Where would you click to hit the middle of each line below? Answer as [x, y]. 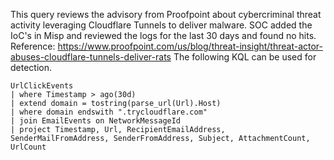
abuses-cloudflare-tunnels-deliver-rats [91, 57]
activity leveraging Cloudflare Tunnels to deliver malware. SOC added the [161, 25]
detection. [31, 67]
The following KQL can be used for [245, 57]
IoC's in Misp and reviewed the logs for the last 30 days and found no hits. [163, 35]
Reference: [33, 46]
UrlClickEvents [42, 86]
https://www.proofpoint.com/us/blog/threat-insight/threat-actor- [190, 46]
